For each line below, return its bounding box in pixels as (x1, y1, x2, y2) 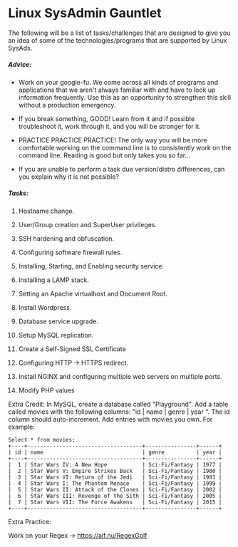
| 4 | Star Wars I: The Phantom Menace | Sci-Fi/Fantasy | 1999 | (8, 479, 222, 487)
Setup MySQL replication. (18, 330, 94, 339)
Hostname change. (18, 207, 75, 215)
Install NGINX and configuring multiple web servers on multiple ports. (18, 372, 223, 380)
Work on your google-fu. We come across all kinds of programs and (18, 78, 219, 86)
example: (8, 422, 35, 431)
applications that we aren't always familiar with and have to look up (18, 85, 216, 94)
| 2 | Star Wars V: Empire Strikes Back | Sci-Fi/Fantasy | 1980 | (8, 467, 222, 474)
